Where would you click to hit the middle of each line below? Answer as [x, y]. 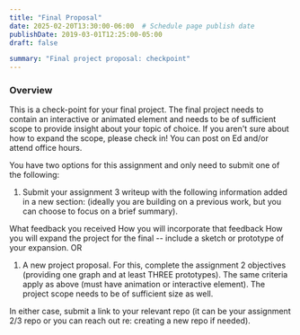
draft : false [34, 43]
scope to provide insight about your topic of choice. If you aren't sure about [149, 129]
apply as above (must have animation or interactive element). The [144, 285]
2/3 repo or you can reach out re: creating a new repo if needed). [130, 321]
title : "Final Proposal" [56, 18]
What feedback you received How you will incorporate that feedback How [146, 229]
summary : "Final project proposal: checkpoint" [100, 59]
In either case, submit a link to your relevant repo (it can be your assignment [150, 312]
